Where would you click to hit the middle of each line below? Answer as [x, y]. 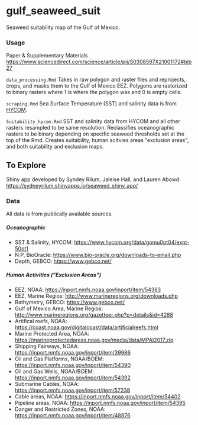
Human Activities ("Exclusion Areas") [54, 275]
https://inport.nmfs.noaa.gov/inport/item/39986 [73, 353]
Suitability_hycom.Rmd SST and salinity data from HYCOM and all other [93, 121]
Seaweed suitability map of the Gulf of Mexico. [63, 27]
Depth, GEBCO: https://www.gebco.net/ [63, 261]
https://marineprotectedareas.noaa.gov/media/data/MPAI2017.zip [94, 340]
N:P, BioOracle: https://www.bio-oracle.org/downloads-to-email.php [98, 255]
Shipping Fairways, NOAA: [47, 346]
